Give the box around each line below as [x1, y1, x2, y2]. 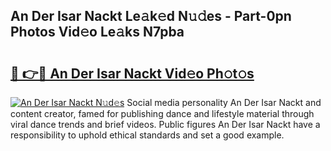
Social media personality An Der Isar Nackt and [126, 97, 322, 108]
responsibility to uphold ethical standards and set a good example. [10, 129, 285, 141]
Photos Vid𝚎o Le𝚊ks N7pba [10, 24, 185, 41]
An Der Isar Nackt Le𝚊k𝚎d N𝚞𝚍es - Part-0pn [10, 8, 292, 25]
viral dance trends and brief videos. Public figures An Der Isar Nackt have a [10, 119, 321, 130]
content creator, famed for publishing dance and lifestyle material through [10, 108, 315, 119]
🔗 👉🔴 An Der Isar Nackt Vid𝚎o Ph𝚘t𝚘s [10, 65, 255, 82]
